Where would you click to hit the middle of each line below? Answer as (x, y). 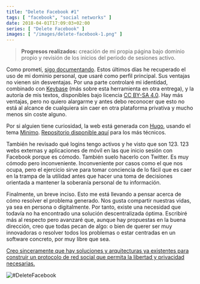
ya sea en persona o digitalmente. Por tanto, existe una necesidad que (94, 207)
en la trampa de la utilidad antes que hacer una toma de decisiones (89, 176)
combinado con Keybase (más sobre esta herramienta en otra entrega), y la (100, 89)
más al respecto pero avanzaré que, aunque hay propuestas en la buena (96, 220)
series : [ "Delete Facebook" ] (45, 29)
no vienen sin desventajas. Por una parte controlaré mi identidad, (87, 83)
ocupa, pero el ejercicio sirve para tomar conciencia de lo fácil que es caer (99, 170)
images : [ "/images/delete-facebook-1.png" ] (64, 34)
